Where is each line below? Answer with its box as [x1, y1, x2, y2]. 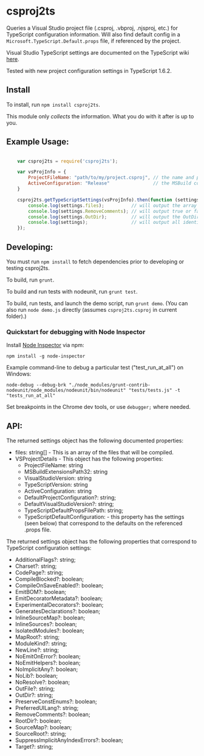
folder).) [6, 312, 27, 320]
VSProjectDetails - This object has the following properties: [15, 455, 164, 462]
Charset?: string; [15, 562, 57, 570]
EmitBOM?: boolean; [15, 589, 67, 596]
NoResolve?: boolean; [15, 678, 70, 686]
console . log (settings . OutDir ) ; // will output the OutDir [28, 214, 200, 220]
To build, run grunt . [6, 276, 55, 283]
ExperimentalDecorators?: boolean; [15, 601, 104, 609]
